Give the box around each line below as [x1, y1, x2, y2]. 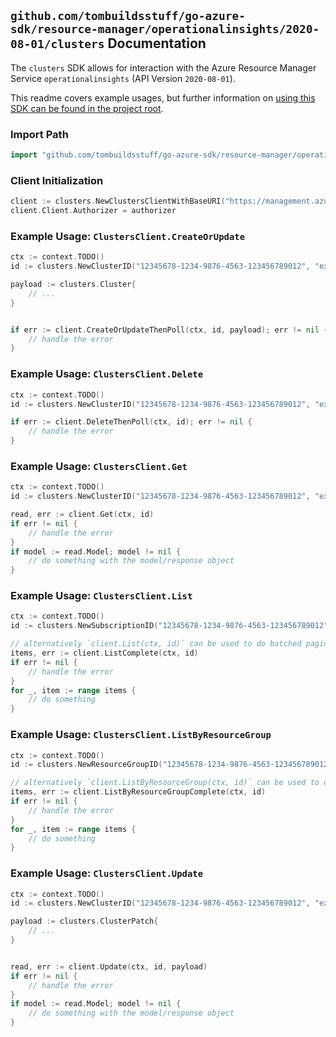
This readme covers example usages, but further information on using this [10, 91, 316, 104]
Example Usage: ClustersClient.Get [10, 459, 188, 473]
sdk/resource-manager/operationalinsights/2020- [10, 22, 320, 37]
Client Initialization [10, 173, 104, 187]
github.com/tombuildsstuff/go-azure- [10, 9, 246, 24]
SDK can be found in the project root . [10, 102, 164, 114]
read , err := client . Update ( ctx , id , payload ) [10, 961, 208, 972]
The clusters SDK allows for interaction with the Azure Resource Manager [10, 61, 317, 74]
